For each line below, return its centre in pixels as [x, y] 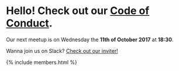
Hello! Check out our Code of [78, 11]
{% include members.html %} [42, 62]
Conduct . [29, 23]
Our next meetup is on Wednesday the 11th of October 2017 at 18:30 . [90, 39]
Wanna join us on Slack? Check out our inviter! [62, 50]
